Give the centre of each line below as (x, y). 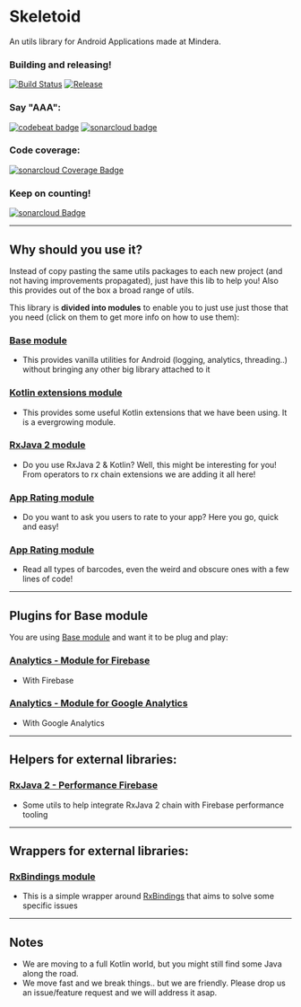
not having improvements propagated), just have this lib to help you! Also (144, 280)
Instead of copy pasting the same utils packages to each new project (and (146, 270)
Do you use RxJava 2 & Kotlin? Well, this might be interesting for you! (150, 464)
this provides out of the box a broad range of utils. (102, 290)
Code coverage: (45, 150)
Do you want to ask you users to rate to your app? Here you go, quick (150, 517)
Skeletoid (45, 17)
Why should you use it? (76, 249)
